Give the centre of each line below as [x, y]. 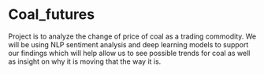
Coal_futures [52, 15]
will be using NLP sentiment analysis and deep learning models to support [128, 44]
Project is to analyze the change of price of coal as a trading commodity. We [132, 36]
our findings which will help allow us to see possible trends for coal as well [129, 53]
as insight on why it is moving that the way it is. [85, 61]
